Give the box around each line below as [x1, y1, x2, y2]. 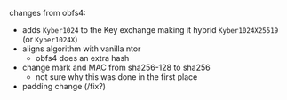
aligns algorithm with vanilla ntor [21, 43, 141, 54]
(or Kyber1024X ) [21, 35, 78, 44]
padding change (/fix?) [21, 81, 107, 91]
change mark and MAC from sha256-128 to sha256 [21, 62, 211, 73]
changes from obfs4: [9, 8, 86, 18]
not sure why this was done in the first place [35, 72, 198, 82]
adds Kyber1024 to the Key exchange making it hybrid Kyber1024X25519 [21, 25, 279, 35]
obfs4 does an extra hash [35, 53, 130, 63]
